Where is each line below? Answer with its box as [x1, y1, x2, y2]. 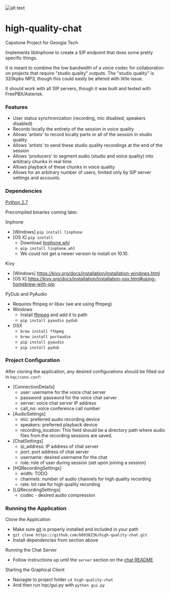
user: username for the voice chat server [20, 389, 106, 395]
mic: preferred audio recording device [20, 416, 100, 422]
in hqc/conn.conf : [5, 374, 42, 380]
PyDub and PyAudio [5, 291, 47, 297]
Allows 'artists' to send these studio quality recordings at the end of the [12, 142, 163, 148]
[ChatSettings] [12, 437, 43, 444]
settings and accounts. [12, 175, 61, 181]
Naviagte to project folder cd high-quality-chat [12, 577, 114, 583]
